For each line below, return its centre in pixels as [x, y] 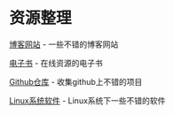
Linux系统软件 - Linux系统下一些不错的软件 [87, 100]
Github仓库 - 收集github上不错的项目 [76, 81]
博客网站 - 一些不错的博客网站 [64, 44]
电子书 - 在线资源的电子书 [56, 63]
